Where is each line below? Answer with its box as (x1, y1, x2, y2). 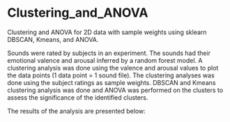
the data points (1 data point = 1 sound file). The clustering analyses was (7, 71, 215, 79)
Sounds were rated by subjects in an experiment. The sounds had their (7, 49, 211, 57)
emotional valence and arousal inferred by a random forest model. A (7, 56, 203, 64)
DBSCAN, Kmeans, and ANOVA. (7, 35, 99, 43)
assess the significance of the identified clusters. (7, 93, 148, 102)
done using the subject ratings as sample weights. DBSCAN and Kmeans (7, 78, 216, 86)
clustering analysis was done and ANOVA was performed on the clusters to (7, 86, 224, 94)
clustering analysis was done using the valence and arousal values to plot (7, 63, 219, 72)
